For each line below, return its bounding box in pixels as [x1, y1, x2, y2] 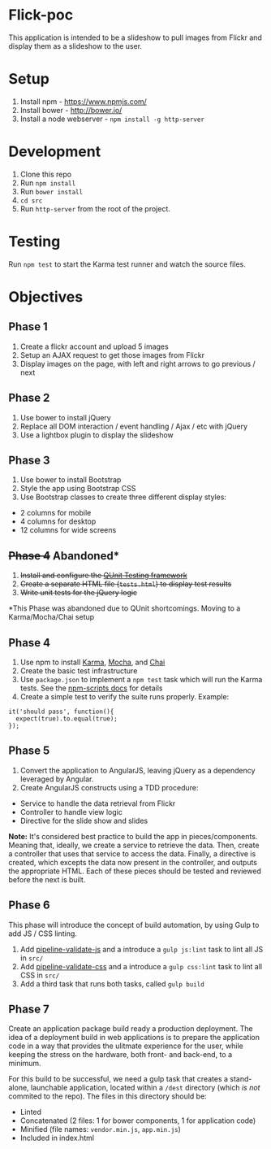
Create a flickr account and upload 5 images [19, 342, 169, 351]
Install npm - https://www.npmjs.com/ [19, 96, 148, 107]
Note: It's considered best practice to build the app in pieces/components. [8, 831, 258, 841]
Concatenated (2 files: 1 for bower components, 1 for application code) [19, 1116, 256, 1125]
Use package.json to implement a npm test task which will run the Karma [19, 675, 263, 684]
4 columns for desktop [19, 516, 97, 526]
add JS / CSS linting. [8, 929, 77, 938]
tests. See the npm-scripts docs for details [19, 683, 163, 693]
